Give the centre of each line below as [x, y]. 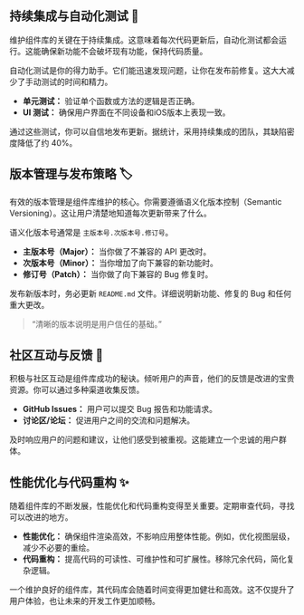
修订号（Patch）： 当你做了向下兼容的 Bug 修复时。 [118, 274]
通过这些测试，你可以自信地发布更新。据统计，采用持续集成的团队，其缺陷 [148, 131]
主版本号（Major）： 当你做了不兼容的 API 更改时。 [117, 251]
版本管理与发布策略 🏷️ [71, 174]
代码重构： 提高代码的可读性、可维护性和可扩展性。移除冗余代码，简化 [154, 559]
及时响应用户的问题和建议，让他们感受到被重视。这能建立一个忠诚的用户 [144, 440]
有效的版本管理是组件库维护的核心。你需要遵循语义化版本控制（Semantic [146, 201]
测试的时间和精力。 [76, 82]
